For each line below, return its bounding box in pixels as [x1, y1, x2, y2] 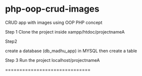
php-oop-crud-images [5, 3, 100, 15]
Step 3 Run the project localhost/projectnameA [5, 57, 100, 63]
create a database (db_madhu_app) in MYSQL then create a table [5, 48, 138, 54]
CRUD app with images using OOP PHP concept [5, 19, 103, 25]
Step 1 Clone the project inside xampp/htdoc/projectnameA [5, 29, 125, 35]
